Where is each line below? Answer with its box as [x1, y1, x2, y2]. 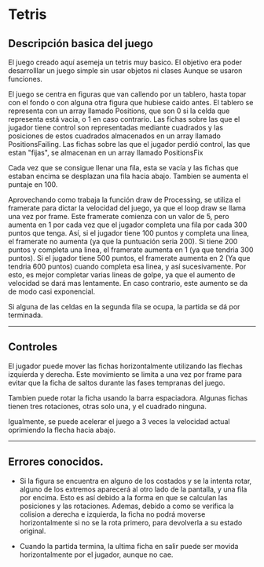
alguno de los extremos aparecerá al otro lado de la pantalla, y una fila [19, 485, 247, 494]
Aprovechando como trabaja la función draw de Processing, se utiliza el [8, 195, 241, 204]
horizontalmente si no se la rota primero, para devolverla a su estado [19, 518, 243, 527]
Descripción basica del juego [8, 37, 153, 50]
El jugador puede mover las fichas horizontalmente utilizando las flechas [8, 361, 244, 371]
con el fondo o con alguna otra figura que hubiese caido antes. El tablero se [8, 98, 254, 107]
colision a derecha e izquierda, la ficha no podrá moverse [19, 509, 206, 519]
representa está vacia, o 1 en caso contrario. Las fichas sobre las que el [8, 115, 240, 123]
